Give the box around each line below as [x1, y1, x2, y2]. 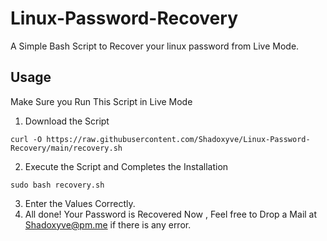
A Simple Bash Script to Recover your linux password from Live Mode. [10, 40, 300, 52]
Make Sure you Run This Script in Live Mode [10, 95, 193, 107]
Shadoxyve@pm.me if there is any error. [24, 218, 192, 231]
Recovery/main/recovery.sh [10, 143, 123, 153]
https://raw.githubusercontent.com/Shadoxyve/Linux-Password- [46, 134, 311, 144]
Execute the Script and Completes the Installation [24, 160, 229, 172]
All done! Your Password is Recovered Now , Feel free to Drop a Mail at [24, 208, 318, 220]
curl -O [10, 134, 43, 144]
